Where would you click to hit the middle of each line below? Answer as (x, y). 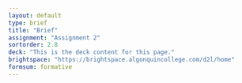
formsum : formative (40, 67)
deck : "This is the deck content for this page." (92, 52)
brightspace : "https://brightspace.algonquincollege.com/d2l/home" (122, 60)
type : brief (28, 23)
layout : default (35, 15)
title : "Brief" (33, 30)
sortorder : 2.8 (33, 45)
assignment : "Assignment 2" (55, 38)
